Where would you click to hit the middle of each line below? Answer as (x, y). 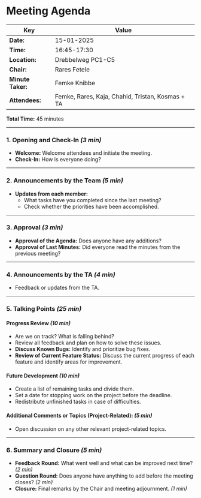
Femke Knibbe (75, 83)
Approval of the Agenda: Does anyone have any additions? (88, 241)
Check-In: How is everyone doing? (58, 160)
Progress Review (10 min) (38, 323)
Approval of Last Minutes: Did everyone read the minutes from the (98, 247)
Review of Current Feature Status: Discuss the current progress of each (104, 356)
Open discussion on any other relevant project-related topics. (90, 429)
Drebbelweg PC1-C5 (85, 59)
